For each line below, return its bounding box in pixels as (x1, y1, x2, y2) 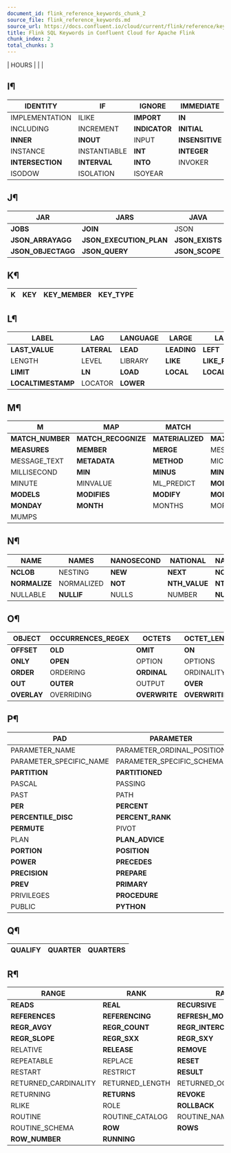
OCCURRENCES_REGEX (49, 633, 129, 643)
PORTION (10, 846, 43, 855)
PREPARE (115, 868, 147, 877)
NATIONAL (169, 556, 206, 565)
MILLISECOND (10, 468, 58, 477)
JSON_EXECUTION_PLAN (82, 235, 168, 245)
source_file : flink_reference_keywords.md (7, 17, 131, 23)
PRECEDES (115, 857, 153, 866)
